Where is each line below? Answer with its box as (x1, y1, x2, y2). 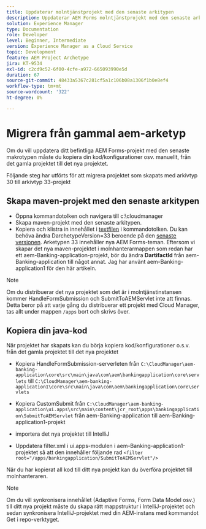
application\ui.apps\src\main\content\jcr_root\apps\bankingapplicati (15, 406, 200, 413)
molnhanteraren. (6, 473, 48, 480)
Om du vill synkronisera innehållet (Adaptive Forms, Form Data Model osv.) (6, 496, 196, 504)
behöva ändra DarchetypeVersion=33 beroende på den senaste (15, 231, 177, 239)
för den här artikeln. (47, 264, 97, 272)
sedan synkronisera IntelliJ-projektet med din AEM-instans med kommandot (6, 509, 199, 517)
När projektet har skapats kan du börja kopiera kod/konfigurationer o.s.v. (6, 342, 190, 349)
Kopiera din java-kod (6, 325, 88, 336)
